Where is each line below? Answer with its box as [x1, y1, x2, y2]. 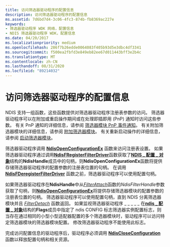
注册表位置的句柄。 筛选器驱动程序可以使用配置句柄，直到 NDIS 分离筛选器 [5, 194, 162, 200]
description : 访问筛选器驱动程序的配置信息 [5, 12, 88, 17]
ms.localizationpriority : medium [5, 40, 76, 45]
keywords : [5, 21, 26, 27]
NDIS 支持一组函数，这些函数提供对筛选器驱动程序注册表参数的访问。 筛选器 [5, 109, 165, 115]
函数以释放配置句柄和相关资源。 [5, 236, 72, 242]
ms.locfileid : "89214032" [5, 69, 60, 74]
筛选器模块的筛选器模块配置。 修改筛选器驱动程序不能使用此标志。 [9, 219, 148, 225]
